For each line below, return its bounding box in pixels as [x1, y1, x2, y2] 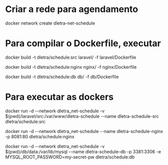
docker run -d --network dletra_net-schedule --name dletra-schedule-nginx [5, 128, 163, 134]
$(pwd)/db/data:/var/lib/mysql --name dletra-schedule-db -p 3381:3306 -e [5, 148, 161, 154]
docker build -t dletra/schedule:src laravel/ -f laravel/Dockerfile [5, 54, 137, 60]
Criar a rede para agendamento [5, 4, 138, 15]
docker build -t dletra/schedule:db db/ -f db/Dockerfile [5, 74, 119, 80]
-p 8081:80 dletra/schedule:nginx [5, 133, 74, 139]
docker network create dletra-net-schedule [5, 20, 96, 26]
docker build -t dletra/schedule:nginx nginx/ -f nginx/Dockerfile [5, 64, 137, 70]
